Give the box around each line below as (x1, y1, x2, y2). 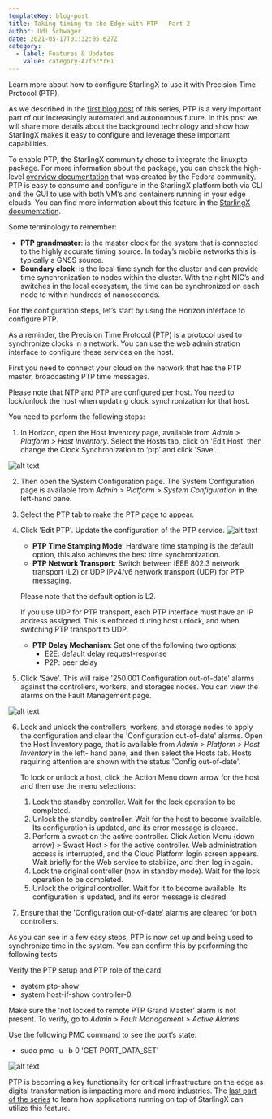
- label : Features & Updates (15, 50, 114, 58)
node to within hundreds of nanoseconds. (19, 290, 161, 299)
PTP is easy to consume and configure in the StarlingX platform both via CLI (8, 180, 263, 190)
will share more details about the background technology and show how (8, 121, 250, 131)
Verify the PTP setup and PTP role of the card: (8, 965, 164, 975)
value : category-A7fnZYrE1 (23, 58, 114, 66)
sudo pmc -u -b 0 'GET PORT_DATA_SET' (19, 1045, 159, 1055)
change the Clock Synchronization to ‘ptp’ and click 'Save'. (19, 444, 218, 454)
